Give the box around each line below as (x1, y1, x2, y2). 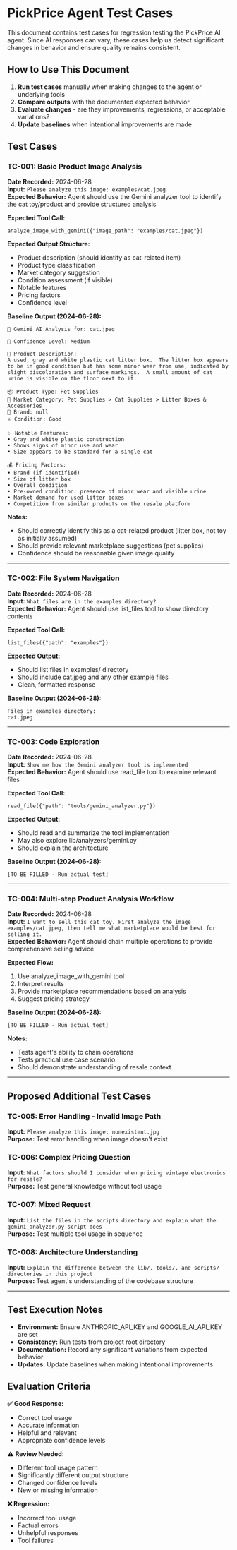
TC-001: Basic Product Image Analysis (7, 162, 142, 172)
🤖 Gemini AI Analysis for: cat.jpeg (7, 326, 115, 333)
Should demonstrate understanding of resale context (17, 1063, 171, 1071)
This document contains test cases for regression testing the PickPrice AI (7, 28, 221, 37)
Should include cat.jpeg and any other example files (17, 673, 169, 681)
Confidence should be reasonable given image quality (17, 549, 175, 558)
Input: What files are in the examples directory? (7, 596, 157, 605)
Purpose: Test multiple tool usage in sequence (7, 1230, 143, 1238)
